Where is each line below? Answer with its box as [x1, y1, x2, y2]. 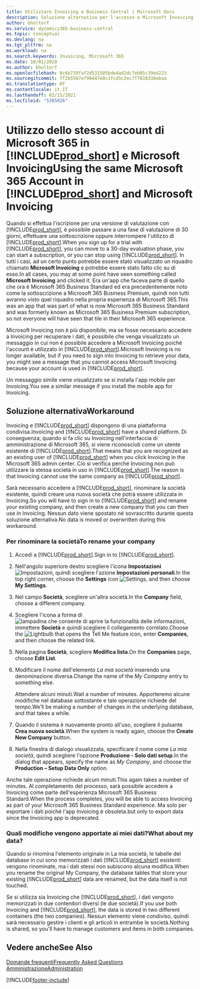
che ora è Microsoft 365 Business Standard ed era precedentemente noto [6, 283, 188, 290]
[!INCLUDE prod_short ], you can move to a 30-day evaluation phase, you [6, 245, 184, 252]
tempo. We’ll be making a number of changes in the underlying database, [14, 703, 194, 710]
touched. [6, 881, 29, 889]
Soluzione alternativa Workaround [6, 406, 134, 416]
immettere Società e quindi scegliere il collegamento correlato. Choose [14, 624, 189, 631]
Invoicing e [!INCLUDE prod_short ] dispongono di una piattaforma [6, 422, 167, 429]
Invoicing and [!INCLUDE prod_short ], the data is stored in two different [6, 906, 180, 913]
